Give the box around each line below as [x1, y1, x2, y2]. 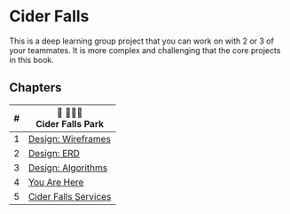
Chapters [9, 80, 62, 95]
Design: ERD [27, 147, 80, 159]
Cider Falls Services [27, 190, 112, 202]
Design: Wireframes [27, 132, 111, 145]
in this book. [9, 54, 55, 65]
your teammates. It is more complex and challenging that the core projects [9, 44, 281, 55]
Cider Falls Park [35, 117, 105, 130]
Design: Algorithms [27, 162, 108, 174]
